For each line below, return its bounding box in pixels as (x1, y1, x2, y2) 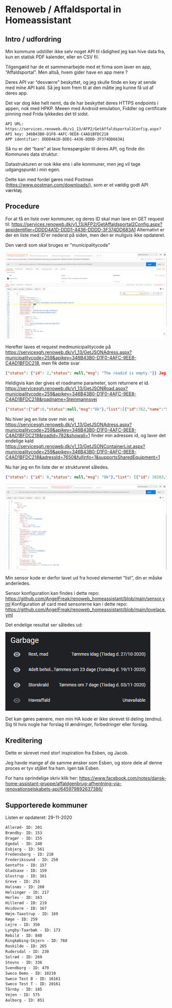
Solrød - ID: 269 (5, 955, 42, 960)
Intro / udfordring (5, 35, 61, 44)
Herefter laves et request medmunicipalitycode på (5, 344, 111, 350)
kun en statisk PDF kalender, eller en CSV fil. (5, 54, 99, 60)
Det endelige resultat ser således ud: (5, 622, 83, 628)
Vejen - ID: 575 (5, 992, 40, 998)
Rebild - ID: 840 (5, 933, 42, 938)
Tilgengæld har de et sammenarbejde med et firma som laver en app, (5, 64, 152, 70)
